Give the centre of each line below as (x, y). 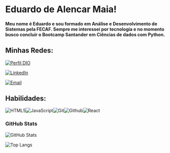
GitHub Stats (21, 124)
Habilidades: (26, 98)
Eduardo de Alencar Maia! (61, 9)
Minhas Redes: (29, 51)
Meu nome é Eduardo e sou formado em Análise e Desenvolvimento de (81, 23)
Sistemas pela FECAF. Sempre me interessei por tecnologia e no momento (85, 29)
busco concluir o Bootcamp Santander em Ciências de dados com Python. (85, 35)
